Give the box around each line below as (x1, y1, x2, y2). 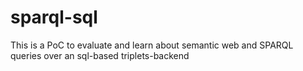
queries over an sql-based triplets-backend (10, 49, 190, 61)
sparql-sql (10, 6, 98, 29)
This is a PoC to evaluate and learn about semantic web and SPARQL (10, 39, 294, 51)
